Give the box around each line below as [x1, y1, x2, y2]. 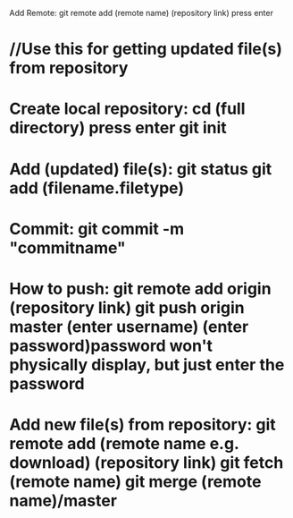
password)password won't [9, 335, 213, 356]
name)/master [9, 491, 118, 511]
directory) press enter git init [9, 118, 228, 138]
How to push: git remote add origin [9, 278, 272, 299]
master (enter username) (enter [9, 317, 249, 336]
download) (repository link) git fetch [9, 453, 284, 473]
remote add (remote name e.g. [9, 434, 239, 454]
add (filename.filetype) [9, 178, 185, 198]
